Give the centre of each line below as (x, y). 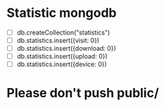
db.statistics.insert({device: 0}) (62, 64)
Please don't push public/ (83, 93)
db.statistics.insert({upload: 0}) (62, 56)
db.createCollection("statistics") (63, 32)
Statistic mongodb (62, 13)
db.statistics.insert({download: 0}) (66, 49)
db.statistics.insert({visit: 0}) (58, 40)
